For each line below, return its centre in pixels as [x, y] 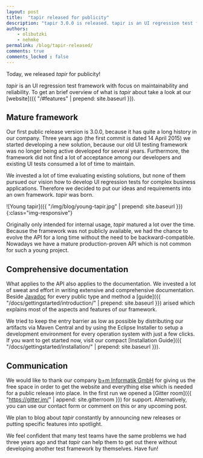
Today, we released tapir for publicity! [53, 74]
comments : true [25, 51]
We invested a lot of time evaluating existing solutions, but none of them [96, 176]
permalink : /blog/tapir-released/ [50, 46]
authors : [17, 29]
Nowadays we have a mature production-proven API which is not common [99, 244]
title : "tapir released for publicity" [58, 17]
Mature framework [42, 117]
